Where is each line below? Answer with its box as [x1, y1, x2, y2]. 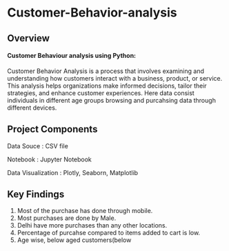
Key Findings [7, 188, 65, 200]
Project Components [7, 123, 98, 135]
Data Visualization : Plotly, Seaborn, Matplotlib [7, 168, 139, 177]
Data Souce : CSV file [7, 141, 69, 150]
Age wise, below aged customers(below [17, 236, 132, 244]
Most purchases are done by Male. [17, 214, 117, 222]
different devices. [7, 103, 57, 112]
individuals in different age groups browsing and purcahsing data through [7, 96, 216, 104]
